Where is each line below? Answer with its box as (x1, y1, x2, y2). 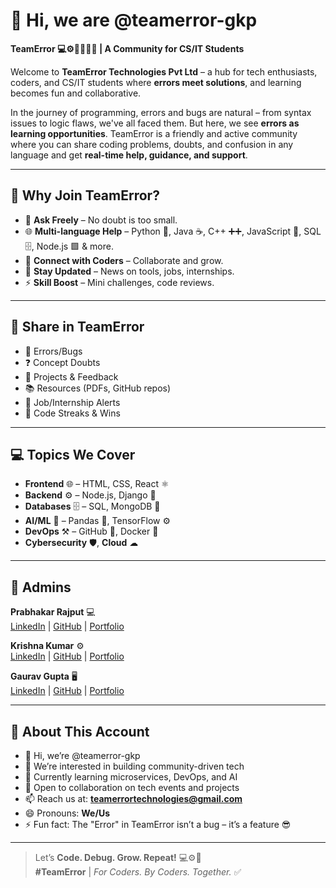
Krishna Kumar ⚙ (10, 640, 85, 652)
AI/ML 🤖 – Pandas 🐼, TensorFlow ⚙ (24, 515, 171, 527)
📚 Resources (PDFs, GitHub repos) (24, 382, 172, 394)
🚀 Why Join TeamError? (10, 187, 160, 204)
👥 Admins (10, 579, 72, 596)
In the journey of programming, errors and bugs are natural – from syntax (10, 106, 312, 118)
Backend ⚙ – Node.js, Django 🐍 (24, 489, 157, 501)
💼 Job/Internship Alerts (24, 396, 121, 408)
